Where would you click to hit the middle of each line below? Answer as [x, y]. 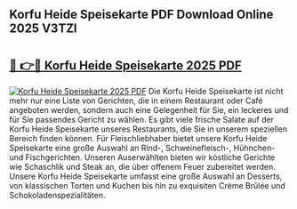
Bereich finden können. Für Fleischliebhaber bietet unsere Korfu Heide [138, 138]
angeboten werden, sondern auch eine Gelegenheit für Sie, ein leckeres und [149, 110]
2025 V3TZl [43, 29]
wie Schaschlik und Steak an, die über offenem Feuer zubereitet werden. [142, 167]
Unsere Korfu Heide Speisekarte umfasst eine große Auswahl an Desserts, [146, 176]
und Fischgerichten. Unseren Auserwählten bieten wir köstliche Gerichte [142, 157]
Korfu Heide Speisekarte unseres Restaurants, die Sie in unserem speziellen [148, 129]
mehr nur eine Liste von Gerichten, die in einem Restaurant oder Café [136, 100]
